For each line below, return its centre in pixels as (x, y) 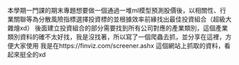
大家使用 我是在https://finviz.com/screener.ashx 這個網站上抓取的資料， (119, 46)
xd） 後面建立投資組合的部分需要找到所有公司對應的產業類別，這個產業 (124, 28)
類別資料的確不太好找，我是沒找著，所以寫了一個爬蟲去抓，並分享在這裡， (116, 37)
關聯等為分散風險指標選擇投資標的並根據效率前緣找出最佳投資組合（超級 (119, 19)
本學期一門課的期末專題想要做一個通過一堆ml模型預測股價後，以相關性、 (114, 10)
